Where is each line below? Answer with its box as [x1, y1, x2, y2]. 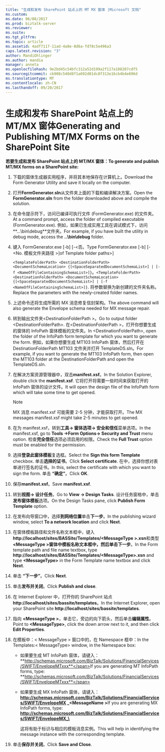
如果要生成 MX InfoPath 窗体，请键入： [20, 689, 100, 695]
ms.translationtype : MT [5, 76, 55, 81]
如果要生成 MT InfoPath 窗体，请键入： [20, 652, 99, 658]
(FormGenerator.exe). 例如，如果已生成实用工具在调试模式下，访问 [12, 222, 148, 228]
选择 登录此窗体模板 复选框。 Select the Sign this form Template [12, 452, 140, 458]
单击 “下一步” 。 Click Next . [12, 573, 67, 579]
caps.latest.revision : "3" [5, 48, 61, 53]
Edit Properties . [12, 627, 46, 633]
